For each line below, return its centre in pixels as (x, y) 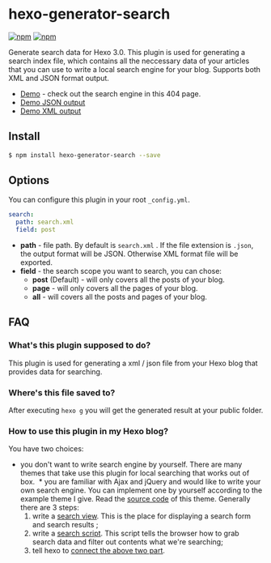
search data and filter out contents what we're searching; (128, 542)
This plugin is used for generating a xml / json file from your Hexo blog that (133, 363)
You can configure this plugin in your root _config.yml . (99, 200)
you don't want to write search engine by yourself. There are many (131, 465)
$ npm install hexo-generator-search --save (85, 155)
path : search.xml (45, 222)
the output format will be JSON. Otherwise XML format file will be (129, 254)
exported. (36, 262)
